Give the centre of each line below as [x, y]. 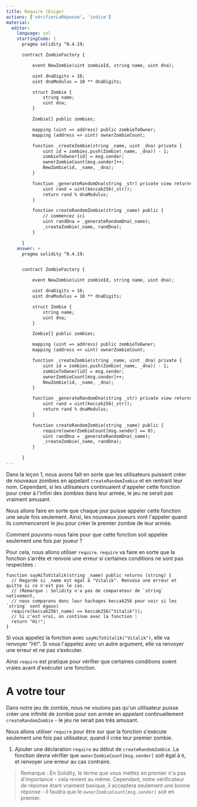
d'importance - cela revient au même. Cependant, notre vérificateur [102, 779]
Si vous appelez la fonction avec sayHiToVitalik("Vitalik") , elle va [88, 637]
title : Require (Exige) [35, 11]
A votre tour [36, 692]
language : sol [34, 33]
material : [18, 22]
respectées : [21, 565]
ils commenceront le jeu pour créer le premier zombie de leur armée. [89, 523]
